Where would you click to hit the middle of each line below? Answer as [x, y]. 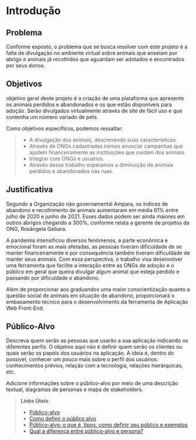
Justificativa [30, 190]
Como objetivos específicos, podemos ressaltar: [65, 128]
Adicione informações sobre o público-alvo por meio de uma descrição [92, 383]
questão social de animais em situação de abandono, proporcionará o [90, 295]
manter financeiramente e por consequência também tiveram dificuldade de [98, 253]
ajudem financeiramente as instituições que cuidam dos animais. [107, 152]
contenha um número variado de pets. [52, 117]
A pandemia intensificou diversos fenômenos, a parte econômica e [87, 240]
